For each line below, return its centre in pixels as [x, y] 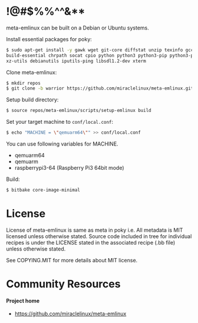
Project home [23, 301]
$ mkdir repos [24, 83]
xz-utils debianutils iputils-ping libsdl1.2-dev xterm [76, 61]
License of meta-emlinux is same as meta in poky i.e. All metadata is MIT [95, 230]
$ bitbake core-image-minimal [43, 190]
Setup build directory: [32, 100]
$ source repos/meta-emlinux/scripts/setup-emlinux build [79, 111]
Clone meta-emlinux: [32, 72]
